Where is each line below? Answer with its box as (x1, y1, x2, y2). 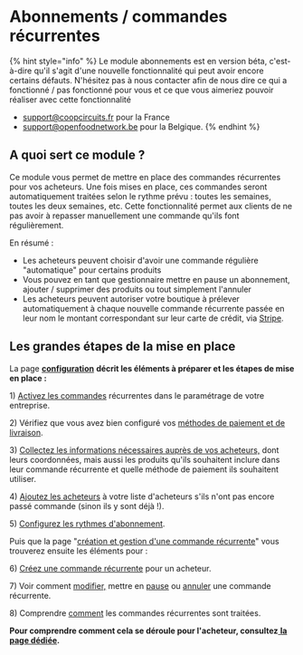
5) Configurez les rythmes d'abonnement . (9, 518, 166, 529)
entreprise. (9, 400, 51, 410)
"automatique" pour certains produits (22, 265, 162, 275)
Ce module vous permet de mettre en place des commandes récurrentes (9, 171, 281, 182)
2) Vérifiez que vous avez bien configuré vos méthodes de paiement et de (9, 417, 286, 428)
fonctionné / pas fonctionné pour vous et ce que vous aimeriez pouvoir (9, 84, 274, 95)
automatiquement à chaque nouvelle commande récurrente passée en (22, 303, 285, 313)
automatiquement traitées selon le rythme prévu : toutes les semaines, (9, 190, 271, 201)
